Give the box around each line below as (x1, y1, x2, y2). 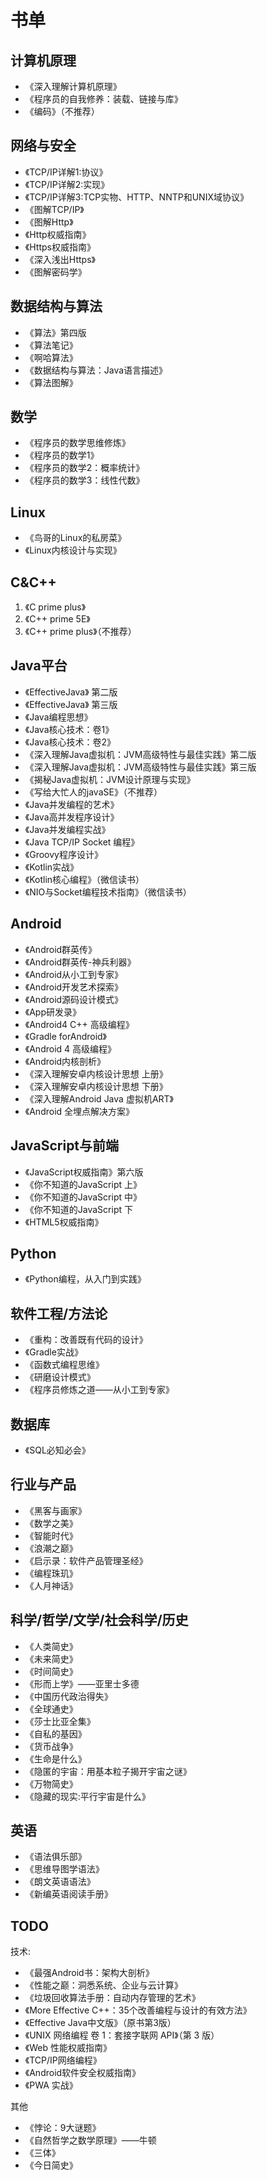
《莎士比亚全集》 (24, 1715, 96, 1727)
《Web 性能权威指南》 (24, 2042, 112, 2054)
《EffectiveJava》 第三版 (24, 698, 118, 710)
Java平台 (10, 657, 68, 675)
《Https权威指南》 (24, 241, 96, 253)
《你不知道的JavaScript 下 (24, 1203, 133, 1215)
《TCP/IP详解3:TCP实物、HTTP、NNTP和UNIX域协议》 (24, 191, 249, 203)
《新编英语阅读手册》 (24, 1888, 113, 1900)
